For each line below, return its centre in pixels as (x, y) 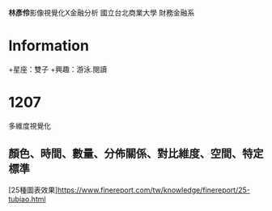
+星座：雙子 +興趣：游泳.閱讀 (58, 69)
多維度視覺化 (30, 125)
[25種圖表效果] (33, 190)
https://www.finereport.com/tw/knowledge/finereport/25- (154, 190)
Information (49, 46)
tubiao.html (27, 199)
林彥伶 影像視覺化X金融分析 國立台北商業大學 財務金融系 (102, 13)
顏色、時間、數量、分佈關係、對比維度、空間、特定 (136, 154)
